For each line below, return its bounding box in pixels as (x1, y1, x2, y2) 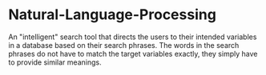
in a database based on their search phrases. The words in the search (8, 40, 240, 49)
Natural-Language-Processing (8, 6, 216, 24)
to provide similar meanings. (8, 57, 102, 67)
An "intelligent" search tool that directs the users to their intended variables (8, 32, 257, 41)
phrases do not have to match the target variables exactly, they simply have (8, 49, 258, 58)
